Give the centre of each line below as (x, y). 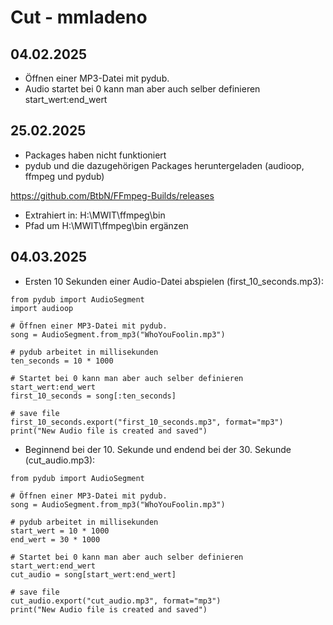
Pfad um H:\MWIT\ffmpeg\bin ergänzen (106, 225)
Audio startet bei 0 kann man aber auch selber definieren (142, 89)
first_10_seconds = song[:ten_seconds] (93, 396)
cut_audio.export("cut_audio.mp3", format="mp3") (116, 601)
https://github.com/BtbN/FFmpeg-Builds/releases (112, 195)
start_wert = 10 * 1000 (60, 531)
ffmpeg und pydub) (64, 176)
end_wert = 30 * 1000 (55, 539)
